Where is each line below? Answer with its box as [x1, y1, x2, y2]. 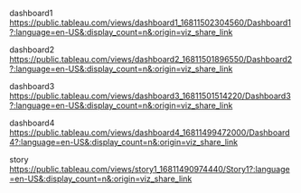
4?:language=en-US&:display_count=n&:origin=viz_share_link [9, 137, 238, 147]
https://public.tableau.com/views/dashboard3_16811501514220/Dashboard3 [9, 90, 291, 101]
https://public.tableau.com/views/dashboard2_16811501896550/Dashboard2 [9, 54, 293, 64]
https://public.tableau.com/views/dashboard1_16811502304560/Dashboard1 [9, 17, 292, 28]
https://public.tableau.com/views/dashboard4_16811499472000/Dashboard [9, 127, 291, 138]
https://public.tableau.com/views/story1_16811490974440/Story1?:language [9, 164, 291, 174]
